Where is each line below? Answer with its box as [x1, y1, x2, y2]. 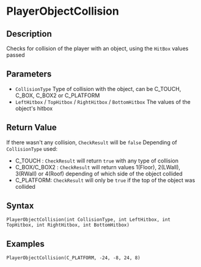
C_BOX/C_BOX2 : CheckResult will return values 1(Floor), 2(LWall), [15, 163, 181, 170]
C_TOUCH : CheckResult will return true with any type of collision [15, 157, 179, 164]
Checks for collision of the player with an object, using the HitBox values [6, 45, 189, 52]
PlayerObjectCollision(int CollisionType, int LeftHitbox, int [6, 217, 171, 223]
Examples [6, 238, 45, 249]
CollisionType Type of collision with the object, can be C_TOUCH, [15, 85, 181, 92]
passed [6, 51, 26, 59]
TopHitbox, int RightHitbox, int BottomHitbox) [6, 222, 130, 229]
